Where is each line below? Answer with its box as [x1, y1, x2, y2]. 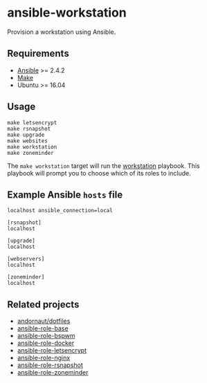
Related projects [7, 299, 80, 310]
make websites [7, 137, 48, 144]
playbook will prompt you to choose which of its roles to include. [7, 169, 192, 177]
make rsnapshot [7, 125, 51, 132]
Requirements [7, 48, 69, 59]
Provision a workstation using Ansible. [7, 28, 116, 36]
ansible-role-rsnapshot [17, 361, 83, 369]
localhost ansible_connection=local [7, 207, 113, 214]
